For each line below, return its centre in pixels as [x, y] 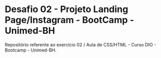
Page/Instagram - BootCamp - [69, 20]
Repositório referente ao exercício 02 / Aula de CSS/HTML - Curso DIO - [80, 44]
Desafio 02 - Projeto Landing [67, 9]
